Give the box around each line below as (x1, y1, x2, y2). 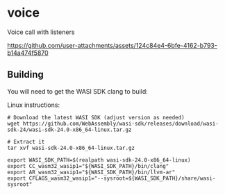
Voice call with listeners (7, 28, 75, 36)
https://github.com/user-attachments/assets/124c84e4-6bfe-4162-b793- (7, 41, 217, 49)
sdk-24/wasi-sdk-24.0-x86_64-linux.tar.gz (7, 126, 132, 133)
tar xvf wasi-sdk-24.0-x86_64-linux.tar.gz (7, 144, 135, 151)
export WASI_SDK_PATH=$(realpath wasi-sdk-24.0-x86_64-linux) (7, 156, 191, 164)
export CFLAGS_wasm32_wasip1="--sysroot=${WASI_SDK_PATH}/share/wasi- (7, 175, 216, 182)
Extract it (13, 138, 45, 145)
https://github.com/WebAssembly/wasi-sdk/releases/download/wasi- (22, 120, 219, 127)
